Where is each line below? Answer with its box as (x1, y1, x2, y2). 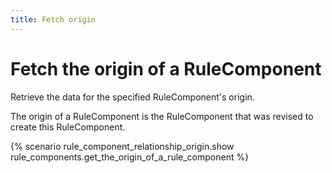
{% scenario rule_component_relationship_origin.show (10, 140, 235, 152)
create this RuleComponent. (10, 121, 126, 133)
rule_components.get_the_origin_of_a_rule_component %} (10, 151, 250, 163)
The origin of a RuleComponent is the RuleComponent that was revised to (10, 110, 314, 122)
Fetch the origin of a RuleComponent (10, 57, 322, 80)
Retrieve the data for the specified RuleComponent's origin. (10, 91, 255, 103)
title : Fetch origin (10, 14, 97, 25)
